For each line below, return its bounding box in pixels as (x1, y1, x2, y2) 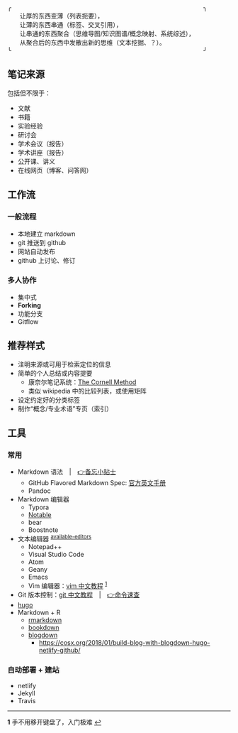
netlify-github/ (38, 646, 81, 654)
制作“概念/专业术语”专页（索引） (17, 404, 113, 413)
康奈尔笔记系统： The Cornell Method (28, 377, 137, 386)
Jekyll (17, 689, 35, 697)
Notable (28, 511, 52, 519)
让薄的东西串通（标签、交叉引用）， (20, 21, 123, 28)
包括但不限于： (7, 89, 51, 97)
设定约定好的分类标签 (17, 395, 80, 404)
